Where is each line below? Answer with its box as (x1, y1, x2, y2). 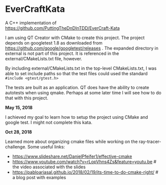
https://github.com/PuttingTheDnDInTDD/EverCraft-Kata (5, 25, 120, 31)
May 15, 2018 (5, 104, 33, 110)
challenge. (5, 143, 27, 149)
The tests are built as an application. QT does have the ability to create (5, 84, 150, 90)
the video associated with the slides (12, 164, 86, 170)
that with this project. (5, 95, 49, 101)
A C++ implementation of (5, 20, 57, 26)
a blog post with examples (12, 174, 66, 180)
